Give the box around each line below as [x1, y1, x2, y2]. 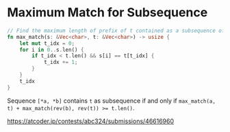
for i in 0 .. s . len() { [19, 46, 84, 53]
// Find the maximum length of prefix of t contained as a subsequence [7, 27, 216, 34]
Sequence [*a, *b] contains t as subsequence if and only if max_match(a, [7, 97, 216, 105]
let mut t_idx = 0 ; [19, 39, 75, 47]
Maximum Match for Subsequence [7, 5, 208, 20]
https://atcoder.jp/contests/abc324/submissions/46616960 [7, 117, 175, 125]
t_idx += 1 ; [43, 59, 78, 66]
